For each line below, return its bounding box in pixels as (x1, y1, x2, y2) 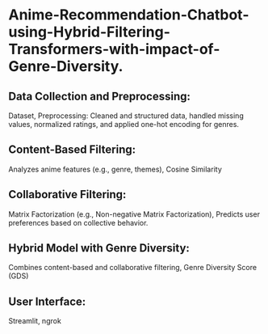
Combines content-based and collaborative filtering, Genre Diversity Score (8, 263, 257, 273)
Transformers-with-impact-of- (8, 40, 220, 58)
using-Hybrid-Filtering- (8, 23, 171, 41)
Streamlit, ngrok (8, 316, 62, 326)
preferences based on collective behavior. (8, 218, 149, 227)
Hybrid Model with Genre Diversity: (8, 241, 190, 256)
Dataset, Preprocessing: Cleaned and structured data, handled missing (8, 111, 244, 120)
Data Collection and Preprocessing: (8, 89, 191, 103)
